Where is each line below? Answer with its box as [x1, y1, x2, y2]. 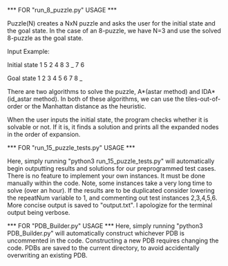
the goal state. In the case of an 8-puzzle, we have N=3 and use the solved [7, 27, 221, 35]
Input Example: [7, 48, 50, 55]
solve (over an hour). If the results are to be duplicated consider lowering [7, 187, 216, 194]
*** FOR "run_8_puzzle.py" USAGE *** [7, 6, 117, 14]
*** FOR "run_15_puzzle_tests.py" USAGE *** [7, 144, 136, 151]
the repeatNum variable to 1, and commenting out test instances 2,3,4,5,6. [7, 193, 218, 202]
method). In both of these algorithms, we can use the [33, 95, 184, 103]
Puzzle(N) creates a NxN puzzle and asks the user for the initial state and [7, 19, 216, 27]
